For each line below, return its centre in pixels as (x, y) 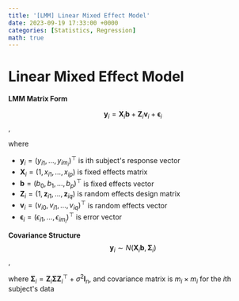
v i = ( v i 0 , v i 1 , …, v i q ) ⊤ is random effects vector (93, 206)
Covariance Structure (44, 235)
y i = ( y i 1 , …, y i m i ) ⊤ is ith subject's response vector (100, 161)
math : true (26, 38)
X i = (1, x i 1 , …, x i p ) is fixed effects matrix (83, 173)
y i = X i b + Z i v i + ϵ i (133, 115)
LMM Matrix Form (38, 99)
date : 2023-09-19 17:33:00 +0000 (63, 23)
